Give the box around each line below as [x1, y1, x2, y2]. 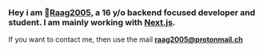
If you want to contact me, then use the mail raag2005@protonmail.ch [8, 35, 244, 44]
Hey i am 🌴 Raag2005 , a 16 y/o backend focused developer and [8, 7, 256, 18]
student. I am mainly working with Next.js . [8, 17, 176, 28]
